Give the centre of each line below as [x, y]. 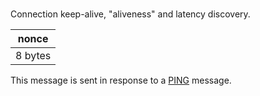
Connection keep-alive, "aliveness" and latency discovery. [130, 14]
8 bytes [33, 55]
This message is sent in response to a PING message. [121, 80]
